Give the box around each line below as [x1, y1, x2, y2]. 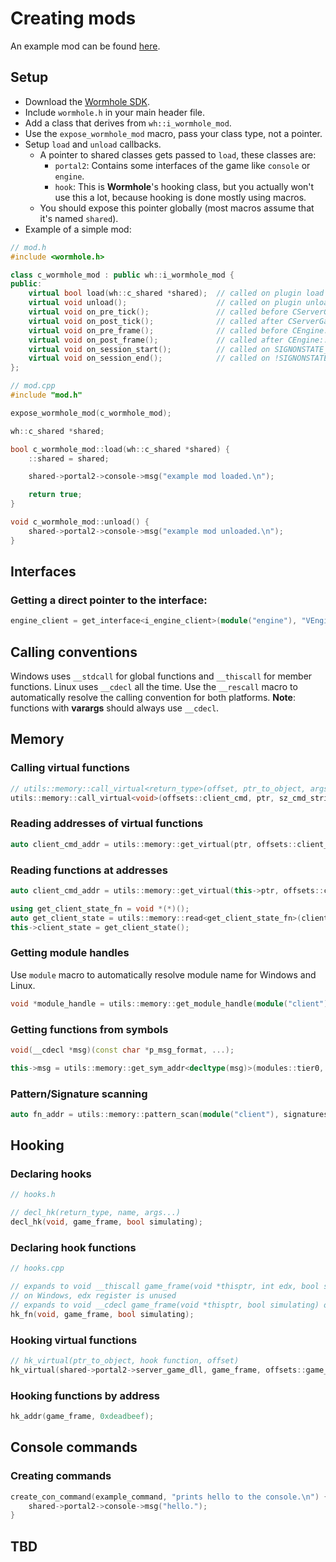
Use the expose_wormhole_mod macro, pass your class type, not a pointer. [24, 127, 323, 139]
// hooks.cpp [10, 1263, 65, 1274]
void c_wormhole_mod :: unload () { [10, 517, 150, 527]
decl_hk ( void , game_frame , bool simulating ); [10, 1217, 203, 1227]
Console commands [10, 1439, 138, 1456]
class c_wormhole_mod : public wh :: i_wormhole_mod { [10, 270, 235, 280]
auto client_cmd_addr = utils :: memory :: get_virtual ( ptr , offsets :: [10, 839, 298, 849]
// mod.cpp [10, 381, 56, 391]
